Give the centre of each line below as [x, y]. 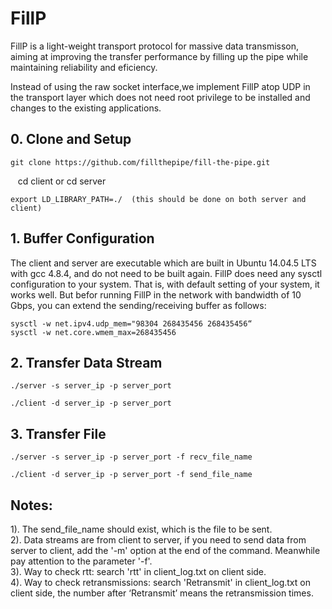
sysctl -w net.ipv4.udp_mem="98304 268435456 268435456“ [131, 323]
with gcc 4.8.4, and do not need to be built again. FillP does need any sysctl [166, 273]
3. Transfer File [58, 433]
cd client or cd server [62, 181]
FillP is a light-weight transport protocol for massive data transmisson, [155, 46]
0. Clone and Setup [71, 139]
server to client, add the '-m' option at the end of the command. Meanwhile [165, 550]
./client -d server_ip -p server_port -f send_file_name [131, 475]
